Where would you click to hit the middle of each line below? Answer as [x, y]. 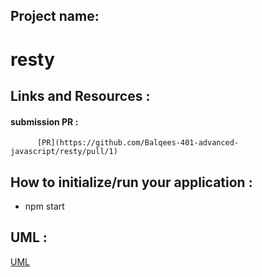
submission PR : [44, 121]
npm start [44, 206]
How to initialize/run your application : [131, 182]
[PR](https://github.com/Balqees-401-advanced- [138, 143]
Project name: [55, 16]
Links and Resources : [80, 95]
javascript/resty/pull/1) [64, 152]
